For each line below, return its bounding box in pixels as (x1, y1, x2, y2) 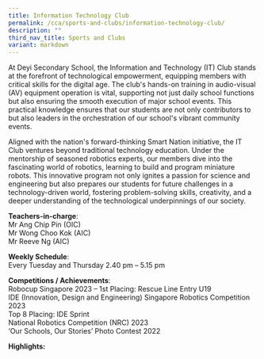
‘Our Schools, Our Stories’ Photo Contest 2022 (8, 327, 161, 336)
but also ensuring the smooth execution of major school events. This (8, 97, 232, 106)
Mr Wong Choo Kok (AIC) (8, 228, 91, 238)
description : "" (8, 26, 62, 34)
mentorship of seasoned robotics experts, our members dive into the (8, 154, 233, 163)
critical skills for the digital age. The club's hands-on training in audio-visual (8, 80, 256, 90)
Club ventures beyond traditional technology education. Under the (8, 146, 224, 155)
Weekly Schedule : (8, 252, 70, 262)
